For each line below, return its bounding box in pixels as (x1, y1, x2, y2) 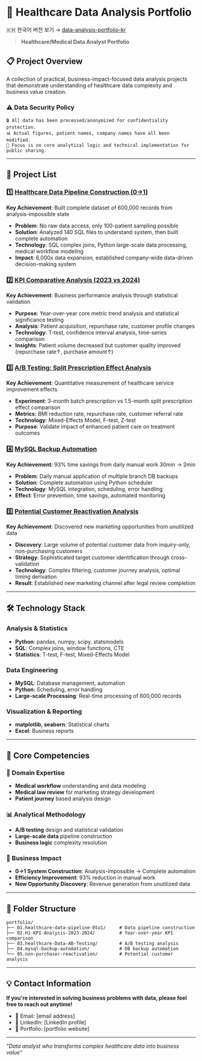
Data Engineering (6, 666, 58, 674)
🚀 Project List (6, 170, 57, 180)
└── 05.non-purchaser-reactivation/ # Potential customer (6, 951, 173, 957)
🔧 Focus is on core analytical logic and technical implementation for (6, 143, 189, 149)
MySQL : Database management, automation (14, 679, 125, 687)
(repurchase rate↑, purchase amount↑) (14, 348, 114, 356)
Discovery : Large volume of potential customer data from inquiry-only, (14, 541, 191, 548)
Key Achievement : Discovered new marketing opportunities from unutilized (6, 523, 194, 530)
